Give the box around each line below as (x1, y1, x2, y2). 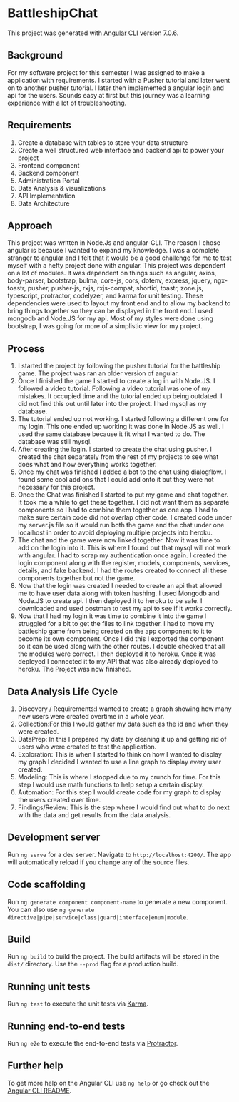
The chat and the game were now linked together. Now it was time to (17, 536, 220, 545)
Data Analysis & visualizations (17, 183, 106, 192)
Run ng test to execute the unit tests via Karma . (7, 999, 148, 1008)
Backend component (17, 168, 80, 177)
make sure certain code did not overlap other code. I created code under (17, 513, 233, 522)
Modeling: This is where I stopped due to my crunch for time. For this (17, 773, 221, 781)
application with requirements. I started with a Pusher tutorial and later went (7, 76, 230, 84)
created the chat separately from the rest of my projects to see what (17, 453, 219, 461)
